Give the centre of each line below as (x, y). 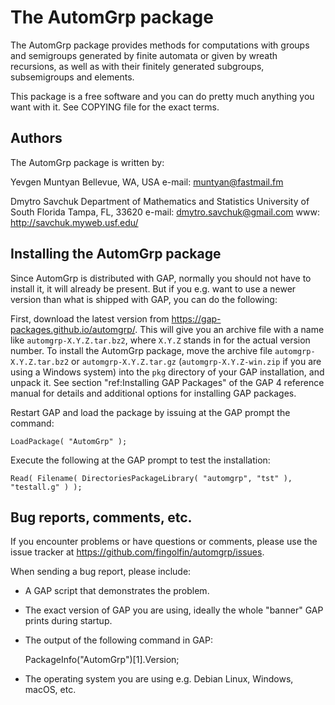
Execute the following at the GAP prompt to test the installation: (140, 460)
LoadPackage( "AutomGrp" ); (69, 441)
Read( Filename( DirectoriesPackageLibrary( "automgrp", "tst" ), (151, 478)
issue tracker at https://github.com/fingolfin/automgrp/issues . (137, 552)
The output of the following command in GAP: (118, 640)
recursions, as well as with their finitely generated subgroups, (137, 66)
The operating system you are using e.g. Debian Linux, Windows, (159, 679)
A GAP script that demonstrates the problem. (117, 591)
